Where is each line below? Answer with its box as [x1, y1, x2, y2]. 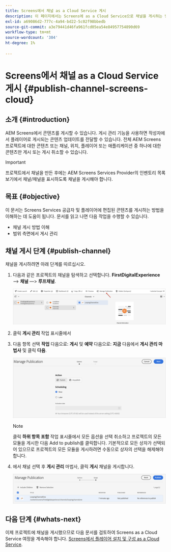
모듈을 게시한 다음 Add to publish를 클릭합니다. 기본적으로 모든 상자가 [12, 439, 152, 446]
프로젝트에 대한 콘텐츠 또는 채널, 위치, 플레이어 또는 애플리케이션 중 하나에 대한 [5, 143, 161, 149]
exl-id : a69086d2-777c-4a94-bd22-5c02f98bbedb [5, 19, 106, 24]
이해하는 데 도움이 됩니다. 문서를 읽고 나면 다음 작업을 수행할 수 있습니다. [5, 213, 149, 219]
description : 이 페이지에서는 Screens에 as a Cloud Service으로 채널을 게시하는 [5, 13, 163, 19]
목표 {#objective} [5, 192, 60, 201]
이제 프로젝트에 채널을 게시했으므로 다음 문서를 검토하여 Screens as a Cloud [5, 530, 158, 536]
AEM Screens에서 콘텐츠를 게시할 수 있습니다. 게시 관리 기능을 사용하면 [5, 130, 148, 136]
